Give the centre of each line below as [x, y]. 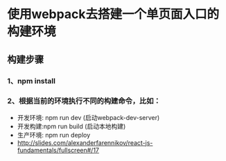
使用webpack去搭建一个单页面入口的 [113, 14]
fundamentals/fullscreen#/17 [58, 150]
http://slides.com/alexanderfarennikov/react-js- [85, 142]
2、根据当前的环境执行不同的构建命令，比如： [84, 101]
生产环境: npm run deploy [54, 135]
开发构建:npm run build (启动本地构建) [71, 126]
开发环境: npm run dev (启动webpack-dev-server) [88, 117]
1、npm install [31, 80]
